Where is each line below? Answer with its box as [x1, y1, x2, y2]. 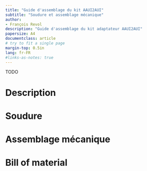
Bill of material [5, 157, 68, 168]
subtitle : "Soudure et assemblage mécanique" [5, 12, 104, 17]
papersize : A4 [5, 31, 36, 36]
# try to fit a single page [5, 41, 65, 46]
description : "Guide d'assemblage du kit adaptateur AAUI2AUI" [5, 27, 143, 32]
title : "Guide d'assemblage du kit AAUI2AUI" [5, 7, 104, 13]
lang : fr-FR [5, 50, 31, 55]
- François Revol [5, 21, 42, 27]
